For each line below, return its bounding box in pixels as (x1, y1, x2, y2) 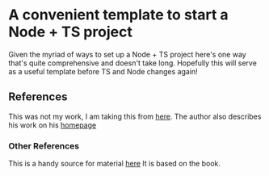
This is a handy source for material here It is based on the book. (8, 159, 221, 169)
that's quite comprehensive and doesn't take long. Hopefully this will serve (8, 58, 257, 68)
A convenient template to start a (8, 6, 229, 24)
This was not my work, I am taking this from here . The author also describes (8, 111, 262, 121)
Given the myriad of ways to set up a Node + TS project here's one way (8, 49, 246, 59)
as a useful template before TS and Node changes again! (8, 66, 198, 76)
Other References (8, 140, 80, 151)
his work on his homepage (8, 119, 97, 130)
